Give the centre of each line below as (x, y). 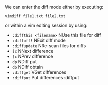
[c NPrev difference (33, 56)
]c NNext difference (33, 51)
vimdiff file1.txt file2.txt (35, 16)
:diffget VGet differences (39, 72)
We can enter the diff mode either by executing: (54, 7)
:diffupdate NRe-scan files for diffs (49, 46)
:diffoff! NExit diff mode (39, 40)
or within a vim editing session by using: (46, 25)
